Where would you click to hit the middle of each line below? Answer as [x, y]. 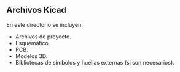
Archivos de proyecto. [43, 37]
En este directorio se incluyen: [45, 24]
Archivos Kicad [36, 10]
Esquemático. [33, 43]
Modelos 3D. [31, 56]
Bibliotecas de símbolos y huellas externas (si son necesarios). [95, 62]
